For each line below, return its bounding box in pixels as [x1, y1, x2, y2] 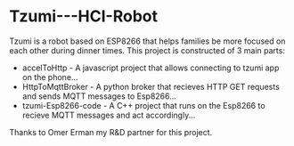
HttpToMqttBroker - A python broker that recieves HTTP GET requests [21, 81, 281, 92]
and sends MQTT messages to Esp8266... [21, 91, 176, 101]
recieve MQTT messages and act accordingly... [21, 109, 196, 120]
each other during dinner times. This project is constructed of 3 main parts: [9, 45, 285, 55]
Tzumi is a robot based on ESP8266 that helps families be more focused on [9, 36, 286, 46]
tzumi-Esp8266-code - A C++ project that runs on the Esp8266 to [21, 100, 265, 110]
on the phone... [21, 71, 78, 82]
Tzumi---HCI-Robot [9, 6, 159, 27]
